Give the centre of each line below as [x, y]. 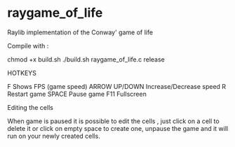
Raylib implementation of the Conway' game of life [80, 32]
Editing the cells [31, 107]
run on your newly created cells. [54, 136]
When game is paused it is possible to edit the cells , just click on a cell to [113, 121]
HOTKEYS [22, 73]
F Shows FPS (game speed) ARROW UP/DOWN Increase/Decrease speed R [117, 86]
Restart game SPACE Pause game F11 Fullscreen [77, 94]
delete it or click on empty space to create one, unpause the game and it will [118, 128]
